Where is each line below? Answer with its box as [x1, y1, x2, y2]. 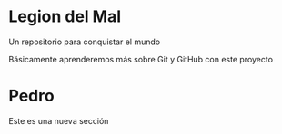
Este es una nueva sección [8, 115, 109, 126]
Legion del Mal [8, 6, 122, 27]
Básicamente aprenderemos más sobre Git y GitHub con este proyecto [8, 53, 274, 64]
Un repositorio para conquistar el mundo [8, 36, 161, 47]
